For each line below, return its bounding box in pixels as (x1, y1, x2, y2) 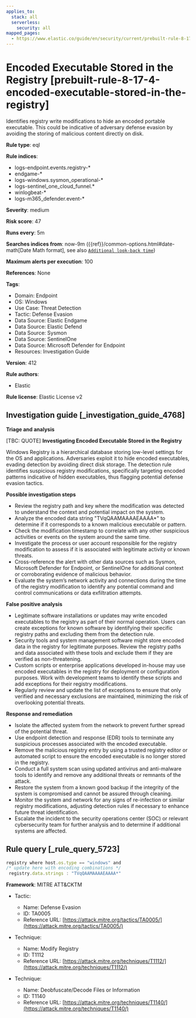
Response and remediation (6, 710, 73, 717)
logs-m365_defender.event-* (14, 195, 85, 202)
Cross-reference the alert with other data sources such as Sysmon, (14, 558, 177, 565)
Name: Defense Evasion (23, 904, 81, 911)
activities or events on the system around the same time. (14, 533, 151, 540)
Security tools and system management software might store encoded (14, 637, 184, 644)
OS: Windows (14, 298, 48, 305)
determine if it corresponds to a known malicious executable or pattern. (14, 521, 187, 528)
